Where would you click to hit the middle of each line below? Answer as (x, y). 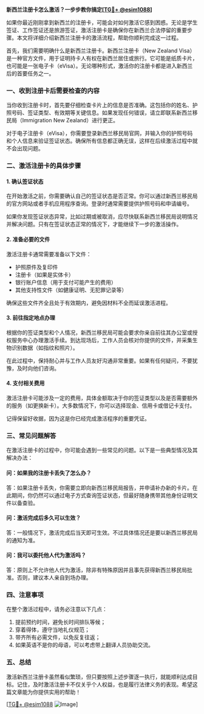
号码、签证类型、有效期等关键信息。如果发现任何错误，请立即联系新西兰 (102, 113)
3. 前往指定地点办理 (31, 318)
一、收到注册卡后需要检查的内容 (53, 91)
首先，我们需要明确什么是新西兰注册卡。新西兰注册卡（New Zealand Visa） (101, 51)
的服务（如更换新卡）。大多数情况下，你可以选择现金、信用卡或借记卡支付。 (101, 406)
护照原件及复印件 (36, 267)
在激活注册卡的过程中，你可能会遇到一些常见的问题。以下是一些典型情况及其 (102, 450)
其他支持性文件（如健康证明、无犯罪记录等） (71, 290)
